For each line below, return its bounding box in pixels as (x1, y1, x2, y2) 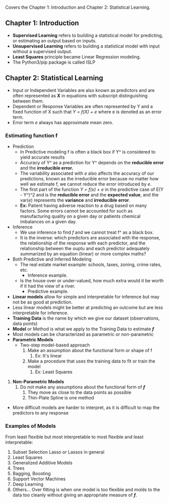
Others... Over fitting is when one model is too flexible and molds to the (12, 487, 160, 493)
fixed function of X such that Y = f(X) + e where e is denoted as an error (12, 109, 162, 115)
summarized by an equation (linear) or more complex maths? (20, 250, 146, 257)
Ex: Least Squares (35, 369, 73, 375)
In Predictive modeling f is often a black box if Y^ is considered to (20, 148, 156, 155)
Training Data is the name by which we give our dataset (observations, (12, 315, 160, 321)
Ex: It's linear (35, 353, 62, 359)
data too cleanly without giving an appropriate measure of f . (12, 492, 137, 498)
